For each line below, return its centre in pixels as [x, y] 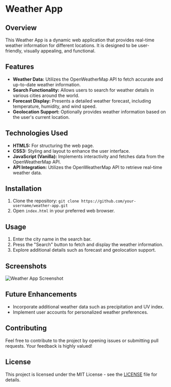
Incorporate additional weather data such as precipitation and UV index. [88, 306]
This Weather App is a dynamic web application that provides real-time [80, 40]
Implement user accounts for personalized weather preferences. [80, 312]
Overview [21, 28]
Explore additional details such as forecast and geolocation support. [84, 250]
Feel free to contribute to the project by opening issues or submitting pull [82, 341]
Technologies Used [36, 133]
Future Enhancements [41, 294]
